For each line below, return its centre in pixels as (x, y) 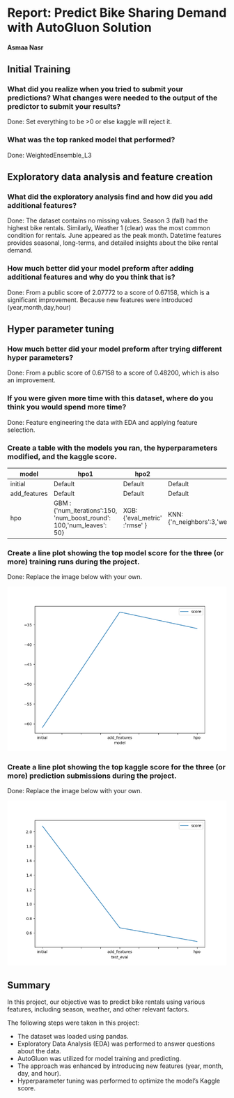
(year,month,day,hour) (39, 307)
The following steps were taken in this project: (73, 1023)
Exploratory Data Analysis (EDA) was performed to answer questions (116, 1044)
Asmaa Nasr (25, 47)
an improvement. (31, 380)
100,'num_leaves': (80, 525)
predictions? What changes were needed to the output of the (112, 98)
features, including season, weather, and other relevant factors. (98, 1009)
